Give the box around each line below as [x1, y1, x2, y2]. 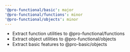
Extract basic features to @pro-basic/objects [12, 41, 107, 47]
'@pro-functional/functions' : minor [5, 12, 83, 17]
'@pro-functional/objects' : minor [5, 17, 79, 22]
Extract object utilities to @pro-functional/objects [12, 36, 116, 42]
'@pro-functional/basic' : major [5, 7, 74, 13]
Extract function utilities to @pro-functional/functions [12, 31, 125, 37]
